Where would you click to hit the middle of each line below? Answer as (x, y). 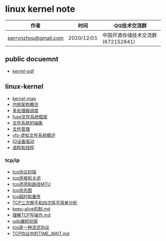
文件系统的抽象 (27, 123)
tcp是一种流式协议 (31, 227)
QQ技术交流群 (130, 26)
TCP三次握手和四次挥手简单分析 (45, 203)
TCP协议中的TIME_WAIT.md (41, 233)
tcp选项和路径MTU (31, 184)
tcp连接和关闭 (26, 178)
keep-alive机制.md (31, 208)
